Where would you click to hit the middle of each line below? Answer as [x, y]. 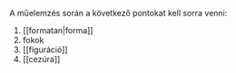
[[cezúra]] [41, 59]
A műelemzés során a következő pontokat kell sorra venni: [118, 13]
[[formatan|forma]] [58, 30]
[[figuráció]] [45, 50]
